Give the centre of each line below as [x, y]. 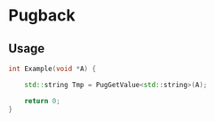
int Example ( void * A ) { [52, 69]
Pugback [42, 16]
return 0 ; [43, 101]
